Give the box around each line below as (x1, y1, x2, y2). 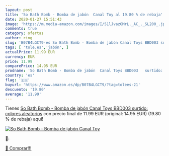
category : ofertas (5, 31, 44, 36)
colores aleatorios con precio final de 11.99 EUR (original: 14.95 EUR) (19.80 (5, 111, 161, 117)
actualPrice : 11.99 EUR (5, 49, 55, 54)
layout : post (5, 7, 33, 13)
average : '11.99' (5, 92, 42, 97)
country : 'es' (5, 73, 35, 78)
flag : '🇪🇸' (5, 77, 30, 83)
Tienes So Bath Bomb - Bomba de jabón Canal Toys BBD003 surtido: (5, 105, 148, 111)
